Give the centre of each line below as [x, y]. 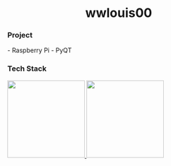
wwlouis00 [119, 13]
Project [20, 35]
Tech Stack [27, 69]
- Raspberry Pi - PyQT [40, 50]
